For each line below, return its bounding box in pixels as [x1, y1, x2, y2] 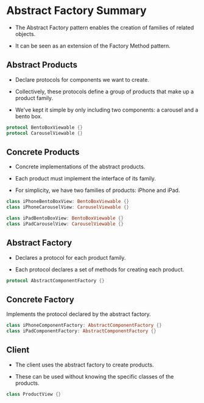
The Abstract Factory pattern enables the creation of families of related [15, 24, 194, 31]
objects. [15, 30, 36, 37]
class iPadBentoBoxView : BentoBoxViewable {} [6, 215, 124, 221]
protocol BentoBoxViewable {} [6, 124, 83, 130]
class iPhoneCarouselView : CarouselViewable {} [6, 204, 130, 210]
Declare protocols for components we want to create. [15, 76, 149, 83]
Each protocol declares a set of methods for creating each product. [15, 266, 185, 273]
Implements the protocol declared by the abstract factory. [6, 310, 151, 318]
